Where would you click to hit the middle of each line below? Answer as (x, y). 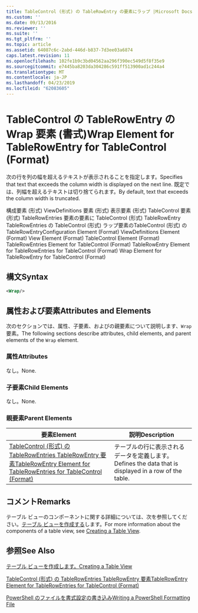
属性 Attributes (27, 357)
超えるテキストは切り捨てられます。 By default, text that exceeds (110, 191)
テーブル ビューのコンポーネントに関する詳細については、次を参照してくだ (97, 517)
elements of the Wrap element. (42, 340)
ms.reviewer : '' (26, 28)
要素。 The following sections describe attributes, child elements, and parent (99, 334)
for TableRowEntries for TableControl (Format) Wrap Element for (84, 250)
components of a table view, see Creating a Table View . (73, 531)
